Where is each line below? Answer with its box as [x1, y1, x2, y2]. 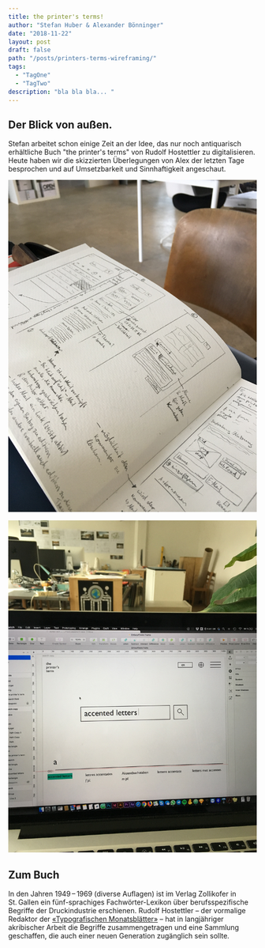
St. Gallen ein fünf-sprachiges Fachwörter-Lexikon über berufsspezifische [8, 897, 249, 907]
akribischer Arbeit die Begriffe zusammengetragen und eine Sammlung [8, 923, 239, 932]
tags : [8, 63, 26, 71]
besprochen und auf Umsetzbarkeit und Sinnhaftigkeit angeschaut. [8, 164, 226, 174]
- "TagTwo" [15, 79, 51, 87]
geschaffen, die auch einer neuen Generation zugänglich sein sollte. [8, 931, 230, 941]
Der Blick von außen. [8, 118, 113, 131]
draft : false [8, 46, 51, 55]
